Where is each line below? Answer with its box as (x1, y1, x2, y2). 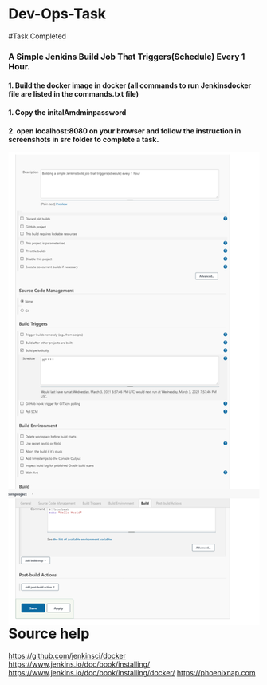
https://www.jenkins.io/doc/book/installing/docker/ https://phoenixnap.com (8, 667, 256, 677)
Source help (8, 624, 90, 643)
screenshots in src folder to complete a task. (8, 134, 159, 144)
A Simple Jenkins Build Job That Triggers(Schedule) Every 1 (8, 51, 245, 62)
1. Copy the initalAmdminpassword (8, 108, 127, 117)
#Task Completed (8, 31, 66, 41)
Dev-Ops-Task (8, 5, 106, 23)
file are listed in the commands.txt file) (8, 89, 139, 99)
